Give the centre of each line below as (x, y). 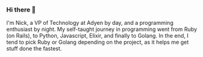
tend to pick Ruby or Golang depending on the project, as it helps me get (98, 42)
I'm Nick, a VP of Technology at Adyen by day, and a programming (90, 23)
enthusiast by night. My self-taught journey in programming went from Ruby (102, 29)
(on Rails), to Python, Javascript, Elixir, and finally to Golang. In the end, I (98, 36)
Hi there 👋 (21, 10)
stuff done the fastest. (34, 49)
